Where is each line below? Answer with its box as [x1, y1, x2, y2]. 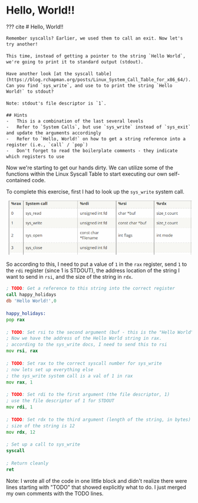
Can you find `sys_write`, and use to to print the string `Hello [6, 82, 173, 89]
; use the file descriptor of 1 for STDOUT [6, 398, 115, 404]
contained [6, 176, 31, 183]
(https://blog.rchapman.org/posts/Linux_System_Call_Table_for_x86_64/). [6, 76, 192, 83]
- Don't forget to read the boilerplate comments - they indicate [6, 147, 178, 154]
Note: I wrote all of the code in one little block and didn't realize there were [6, 477, 187, 484]
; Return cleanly [6, 460, 49, 466]
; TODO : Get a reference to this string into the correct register [6, 285, 176, 292]
